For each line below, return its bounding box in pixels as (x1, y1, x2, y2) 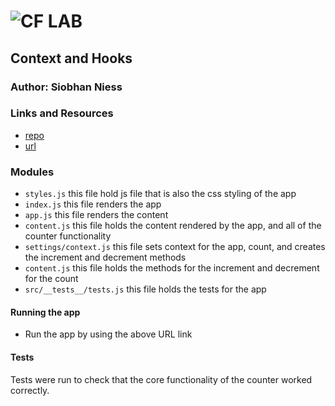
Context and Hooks (10, 50, 133, 67)
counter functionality (24, 230, 112, 242)
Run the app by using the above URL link (24, 328, 193, 340)
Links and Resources (10, 106, 114, 120)
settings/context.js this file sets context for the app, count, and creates (24, 241, 326, 253)
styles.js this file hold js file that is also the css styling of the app (24, 188, 297, 200)
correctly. (10, 384, 50, 396)
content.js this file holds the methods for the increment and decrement (24, 262, 320, 274)
